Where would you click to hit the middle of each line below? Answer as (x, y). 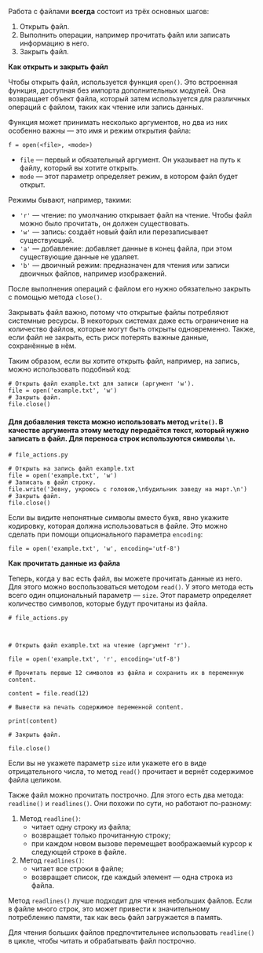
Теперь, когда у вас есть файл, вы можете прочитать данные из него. (125, 579)
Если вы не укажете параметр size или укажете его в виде (107, 763)
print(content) (33, 721)
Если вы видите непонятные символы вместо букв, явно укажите (119, 518)
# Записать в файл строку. (52, 482)
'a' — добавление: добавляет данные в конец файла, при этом (126, 248)
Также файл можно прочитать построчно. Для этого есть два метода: (126, 795)
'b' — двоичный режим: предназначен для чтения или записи (124, 265)
